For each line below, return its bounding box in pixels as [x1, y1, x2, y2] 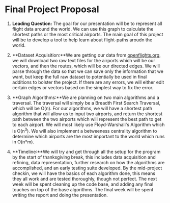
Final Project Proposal [5, 4, 99, 15]
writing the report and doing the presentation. [12, 192, 108, 198]
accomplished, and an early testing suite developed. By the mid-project [12, 165, 162, 171]
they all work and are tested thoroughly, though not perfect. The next [12, 175, 157, 182]
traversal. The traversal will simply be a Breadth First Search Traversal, [12, 99, 161, 106]
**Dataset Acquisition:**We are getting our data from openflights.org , [12, 52, 161, 58]
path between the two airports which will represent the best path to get [12, 116, 161, 122]
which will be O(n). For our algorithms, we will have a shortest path [12, 105, 153, 111]
